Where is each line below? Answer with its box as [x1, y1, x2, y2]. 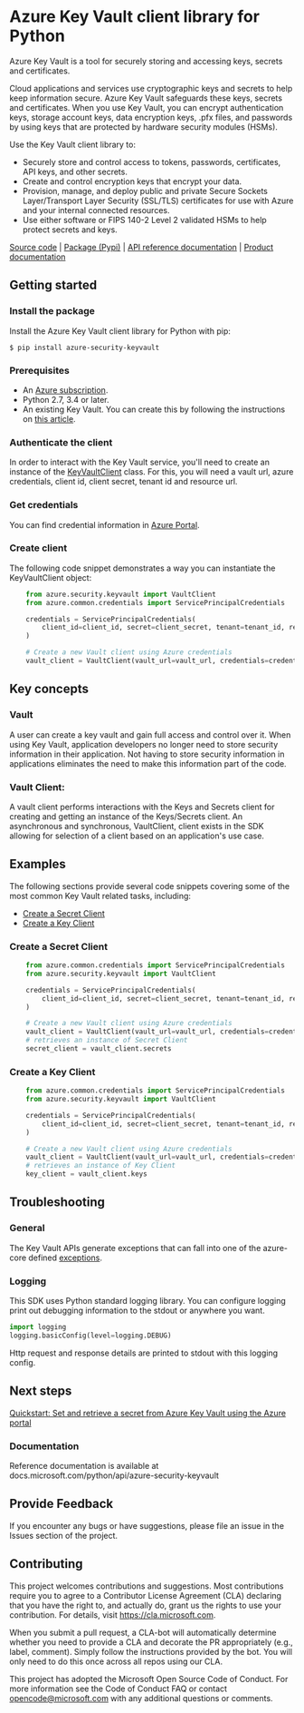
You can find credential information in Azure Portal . [9, 519, 201, 530]
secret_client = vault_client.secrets [25, 1044, 172, 1053]
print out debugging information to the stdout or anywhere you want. [9, 1305, 265, 1317]
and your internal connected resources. [22, 204, 170, 215]
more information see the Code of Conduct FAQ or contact [9, 1683, 228, 1694]
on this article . [22, 413, 76, 424]
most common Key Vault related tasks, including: [9, 890, 192, 901]
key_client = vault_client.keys [25, 1170, 147, 1179]
